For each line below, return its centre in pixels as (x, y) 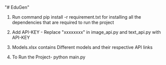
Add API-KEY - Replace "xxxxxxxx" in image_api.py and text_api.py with (86, 32)
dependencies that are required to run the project (63, 22)
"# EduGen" (17, 7)
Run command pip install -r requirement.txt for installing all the (76, 17)
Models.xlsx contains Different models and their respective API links (82, 47)
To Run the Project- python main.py (49, 57)
